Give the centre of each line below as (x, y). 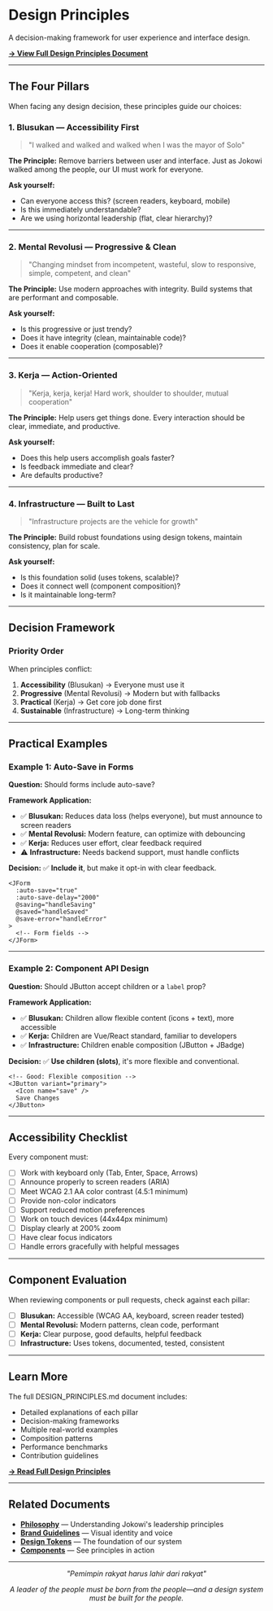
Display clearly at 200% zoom (71, 1228)
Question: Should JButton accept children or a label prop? (107, 986)
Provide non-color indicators (68, 1200)
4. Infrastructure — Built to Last (72, 504)
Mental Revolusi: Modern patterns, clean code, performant (119, 1324)
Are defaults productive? (61, 475)
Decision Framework (62, 628)
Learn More (38, 1377)
